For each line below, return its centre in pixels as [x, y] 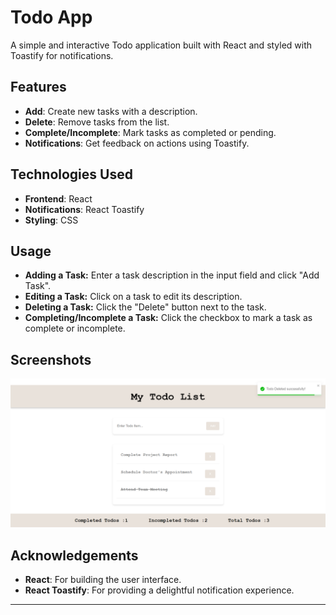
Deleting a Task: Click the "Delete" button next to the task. [145, 307]
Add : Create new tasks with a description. [111, 111]
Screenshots [51, 359]
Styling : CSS [51, 220]
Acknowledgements [74, 555]
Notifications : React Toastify [84, 209]
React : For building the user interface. [103, 580]
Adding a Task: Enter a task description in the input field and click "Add [172, 275]
